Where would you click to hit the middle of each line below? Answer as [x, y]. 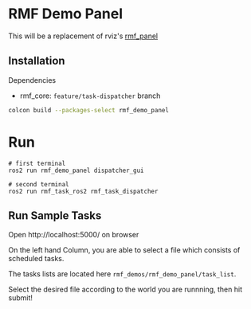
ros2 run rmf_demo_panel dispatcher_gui [76, 170]
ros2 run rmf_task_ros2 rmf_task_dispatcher [83, 191]
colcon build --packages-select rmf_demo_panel [89, 110]
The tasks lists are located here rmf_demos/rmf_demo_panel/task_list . [122, 274]
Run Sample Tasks [55, 215]
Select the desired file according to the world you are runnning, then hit [125, 289]
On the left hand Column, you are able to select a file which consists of [124, 250]
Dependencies [32, 80]
